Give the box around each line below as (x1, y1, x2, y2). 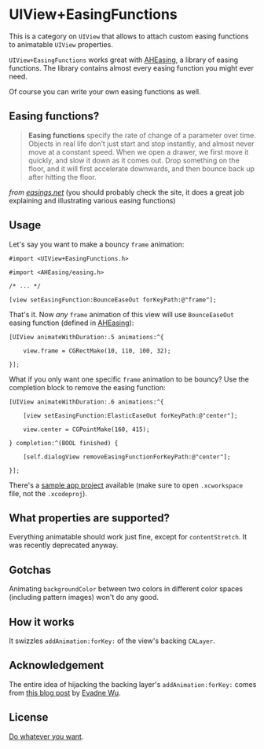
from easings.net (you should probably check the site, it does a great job (9, 187, 244, 197)
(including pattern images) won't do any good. (9, 593, 159, 602)
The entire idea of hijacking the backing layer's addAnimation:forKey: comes (9, 679, 257, 689)
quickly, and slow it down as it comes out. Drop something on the (27, 155, 240, 165)
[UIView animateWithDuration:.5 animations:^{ (9, 333, 164, 341)
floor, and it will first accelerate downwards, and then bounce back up (27, 163, 255, 174)
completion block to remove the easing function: (9, 382, 166, 392)
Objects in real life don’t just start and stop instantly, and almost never (27, 139, 255, 148)
